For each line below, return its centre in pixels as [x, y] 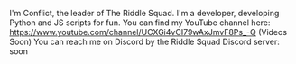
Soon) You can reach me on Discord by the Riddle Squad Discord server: [144, 41]
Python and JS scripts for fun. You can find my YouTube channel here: [140, 23]
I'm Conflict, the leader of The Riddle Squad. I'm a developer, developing [144, 13]
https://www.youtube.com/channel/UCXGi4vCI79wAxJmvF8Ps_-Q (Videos [148, 32]
